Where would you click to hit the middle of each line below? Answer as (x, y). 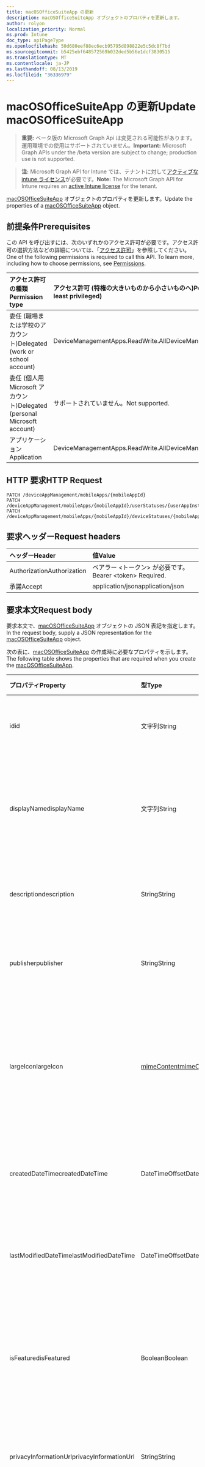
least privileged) (78, 296)
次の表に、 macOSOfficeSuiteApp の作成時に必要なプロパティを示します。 (99, 652)
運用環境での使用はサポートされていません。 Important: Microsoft (104, 146)
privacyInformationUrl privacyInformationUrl (72, 1457)
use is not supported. (48, 159)
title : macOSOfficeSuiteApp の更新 (50, 12)
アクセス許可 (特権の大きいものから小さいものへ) (124, 288)
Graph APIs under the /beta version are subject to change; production (109, 152)
